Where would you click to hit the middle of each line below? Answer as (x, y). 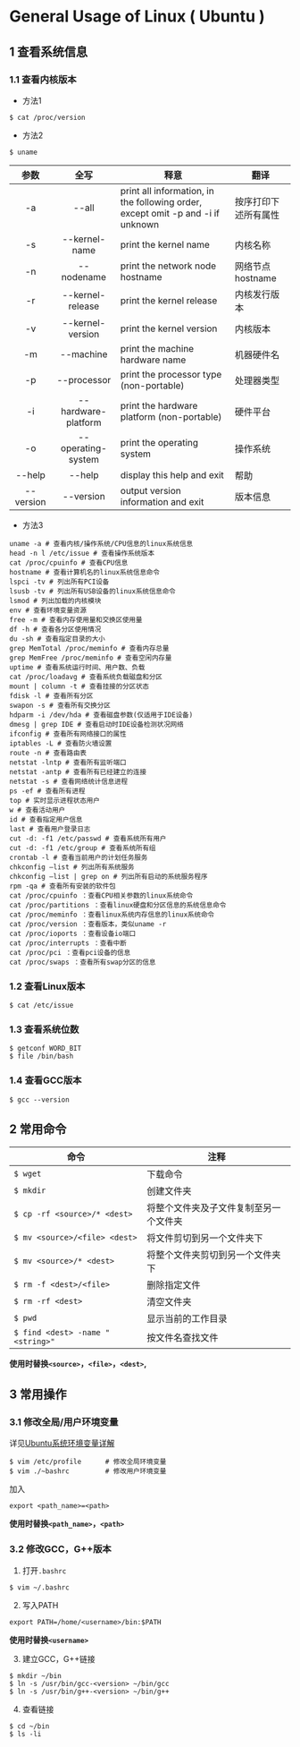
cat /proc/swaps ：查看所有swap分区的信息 (83, 962)
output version (150, 490)
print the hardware (159, 405)
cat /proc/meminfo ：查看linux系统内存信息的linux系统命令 (112, 915)
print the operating (159, 442)
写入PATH (40, 1605)
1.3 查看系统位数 (44, 1029)
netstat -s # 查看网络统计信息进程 (68, 781)
